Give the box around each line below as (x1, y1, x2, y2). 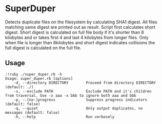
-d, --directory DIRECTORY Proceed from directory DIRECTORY (14, 80, 156, 85)
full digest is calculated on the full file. (5, 45, 81, 51)
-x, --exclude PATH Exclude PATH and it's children (14, 89, 152, 94)
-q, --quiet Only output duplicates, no (14, 106, 143, 111)
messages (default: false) (5, 110, 60, 115)
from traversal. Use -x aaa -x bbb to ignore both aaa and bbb (5, 93, 137, 98)
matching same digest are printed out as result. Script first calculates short (5, 24, 156, 30)
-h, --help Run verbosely (14, 114, 115, 119)
